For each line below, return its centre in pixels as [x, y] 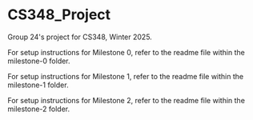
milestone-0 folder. [39, 61]
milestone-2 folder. [39, 109]
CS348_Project [59, 15]
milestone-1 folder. [38, 85]
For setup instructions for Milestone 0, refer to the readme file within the [126, 52]
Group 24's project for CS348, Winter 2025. [80, 37]
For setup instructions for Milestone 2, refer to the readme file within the [127, 100]
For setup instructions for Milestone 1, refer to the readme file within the [126, 76]
